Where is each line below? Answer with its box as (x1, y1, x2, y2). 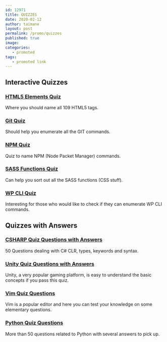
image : (5, 40, 19, 46)
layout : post (5, 26, 33, 31)
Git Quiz (5, 117, 26, 124)
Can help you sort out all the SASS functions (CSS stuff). (5, 177, 123, 183)
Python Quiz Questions (5, 319, 64, 326)
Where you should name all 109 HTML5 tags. (5, 104, 98, 110)
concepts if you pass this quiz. (5, 277, 69, 283)
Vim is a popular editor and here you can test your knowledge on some (5, 302, 153, 308)
